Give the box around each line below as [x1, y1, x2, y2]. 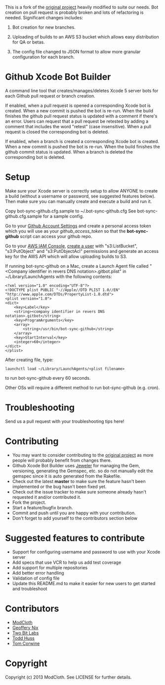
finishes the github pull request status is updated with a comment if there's [5, 113, 158, 119]
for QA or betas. [12, 39, 45, 45]
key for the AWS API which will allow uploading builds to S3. [5, 253, 127, 259]
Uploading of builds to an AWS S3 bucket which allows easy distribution [12, 34, 159, 40]
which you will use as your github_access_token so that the [5, 228, 126, 234]
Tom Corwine [12, 640, 40, 646]
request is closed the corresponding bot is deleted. [5, 129, 109, 135]
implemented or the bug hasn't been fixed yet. [12, 484, 107, 489]
